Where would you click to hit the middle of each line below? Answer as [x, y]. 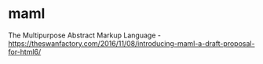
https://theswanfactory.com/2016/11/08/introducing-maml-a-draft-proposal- [131, 43]
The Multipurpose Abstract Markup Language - [84, 35]
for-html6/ [25, 52]
